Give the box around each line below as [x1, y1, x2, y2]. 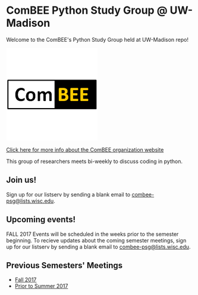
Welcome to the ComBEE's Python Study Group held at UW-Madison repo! [6, 36, 189, 43]
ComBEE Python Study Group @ [6, 4, 168, 17]
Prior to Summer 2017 [14, 282, 68, 290]
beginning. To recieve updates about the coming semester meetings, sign [6, 236, 187, 244]
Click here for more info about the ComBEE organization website [6, 146, 164, 153]
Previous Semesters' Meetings [6, 260, 123, 271]
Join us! [6, 175, 37, 185]
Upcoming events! [6, 214, 76, 225]
